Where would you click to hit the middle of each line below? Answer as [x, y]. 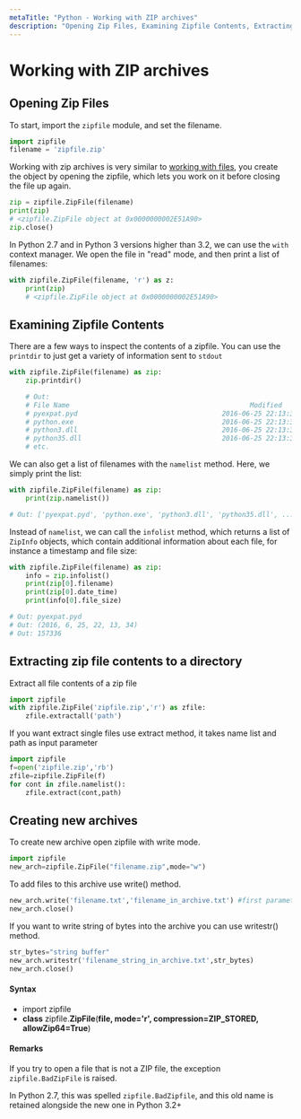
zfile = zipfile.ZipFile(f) [57, 776]
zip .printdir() [54, 381]
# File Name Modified [154, 405]
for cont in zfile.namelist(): [68, 784]
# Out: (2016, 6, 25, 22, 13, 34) [74, 625]
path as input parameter [54, 743]
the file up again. [40, 186]
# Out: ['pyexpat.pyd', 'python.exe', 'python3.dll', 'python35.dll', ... [152, 514]
